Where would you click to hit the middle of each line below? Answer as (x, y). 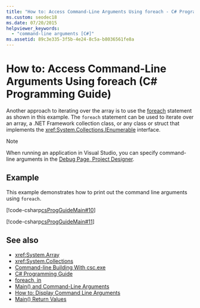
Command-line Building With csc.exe (60, 267)
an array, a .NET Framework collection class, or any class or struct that (93, 123)
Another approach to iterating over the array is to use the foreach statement (99, 110)
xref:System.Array (37, 254)
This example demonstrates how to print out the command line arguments (97, 192)
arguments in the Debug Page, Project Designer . (76, 159)
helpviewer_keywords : (33, 28)
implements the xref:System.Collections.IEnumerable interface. (83, 129)
